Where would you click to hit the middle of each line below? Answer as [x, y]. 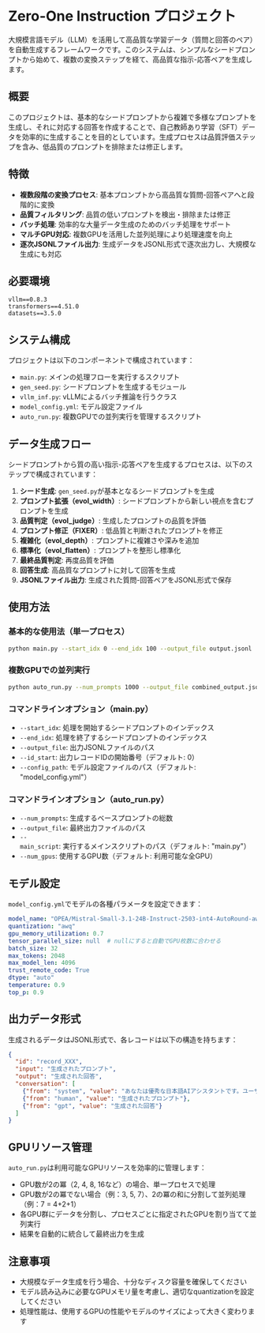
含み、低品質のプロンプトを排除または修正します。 [105, 146]
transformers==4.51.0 [44, 307]
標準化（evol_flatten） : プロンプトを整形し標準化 [100, 550]
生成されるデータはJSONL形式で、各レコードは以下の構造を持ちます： [123, 1039]
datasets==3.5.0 [35, 314]
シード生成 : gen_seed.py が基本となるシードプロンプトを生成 [117, 491]
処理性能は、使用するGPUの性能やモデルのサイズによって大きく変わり [134, 1311]
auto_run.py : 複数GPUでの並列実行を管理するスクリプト [111, 416]
